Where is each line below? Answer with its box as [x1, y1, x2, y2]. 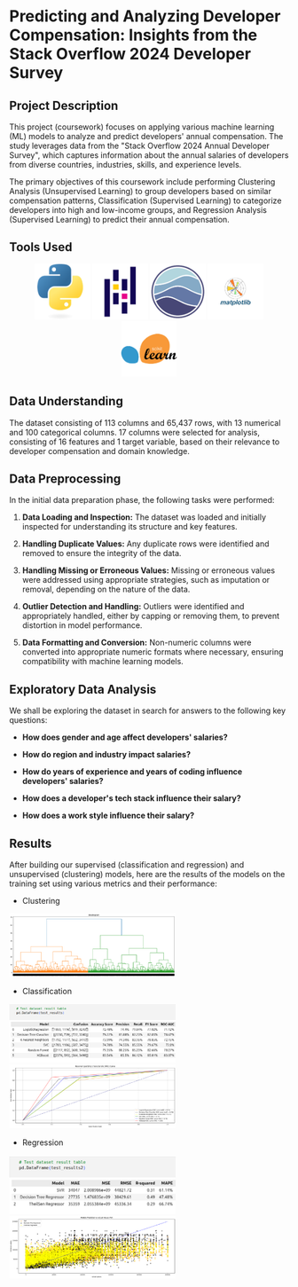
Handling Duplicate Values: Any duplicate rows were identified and [21, 538, 270, 549]
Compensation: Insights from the [9, 25, 258, 45]
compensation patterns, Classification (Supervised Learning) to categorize [9, 195, 282, 206]
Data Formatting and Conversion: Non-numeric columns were [21, 637, 252, 648]
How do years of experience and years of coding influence [21, 766, 243, 777]
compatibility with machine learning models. [21, 656, 184, 667]
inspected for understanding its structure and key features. [21, 522, 238, 532]
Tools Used [9, 239, 73, 255]
